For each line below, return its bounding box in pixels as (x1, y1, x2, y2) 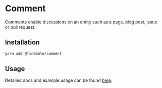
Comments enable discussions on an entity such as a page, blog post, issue (5, 19, 157, 25)
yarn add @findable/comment (5, 51, 62, 56)
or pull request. (5, 24, 36, 30)
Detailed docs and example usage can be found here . (5, 77, 112, 83)
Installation (5, 38, 40, 47)
